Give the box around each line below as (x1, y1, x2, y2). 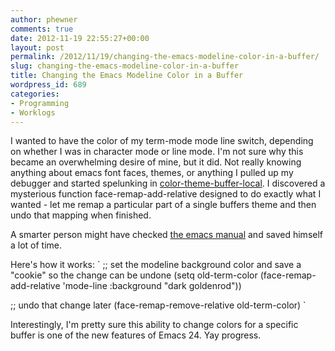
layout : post (10, 42, 65, 53)
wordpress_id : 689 (10, 80, 87, 90)
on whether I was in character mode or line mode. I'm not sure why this (10, 146, 304, 158)
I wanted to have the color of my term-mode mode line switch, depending (10, 135, 314, 147)
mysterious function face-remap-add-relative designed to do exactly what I (10, 188, 322, 200)
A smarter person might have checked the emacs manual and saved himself (10, 229, 324, 241)
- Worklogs (10, 107, 56, 118)
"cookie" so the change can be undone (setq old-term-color (10, 269, 258, 281)
